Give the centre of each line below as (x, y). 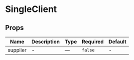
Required (92, 42)
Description (46, 42)
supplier (17, 50)
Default (117, 42)
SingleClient (31, 9)
